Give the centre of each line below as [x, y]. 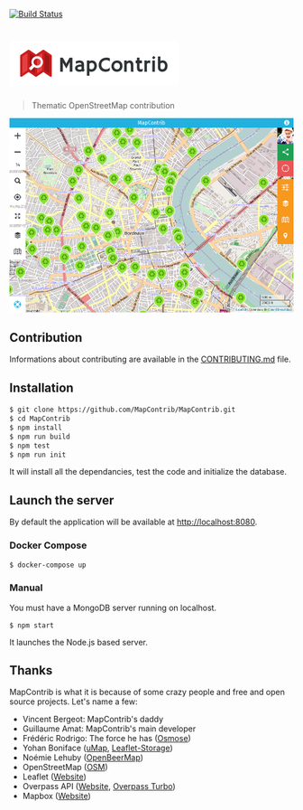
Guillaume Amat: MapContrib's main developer [109, 729]
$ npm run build [40, 437]
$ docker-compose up [48, 565]
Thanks [31, 670]
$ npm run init [38, 455]
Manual [26, 588]
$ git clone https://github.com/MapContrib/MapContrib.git [123, 410]
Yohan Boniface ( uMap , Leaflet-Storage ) [97, 748]
